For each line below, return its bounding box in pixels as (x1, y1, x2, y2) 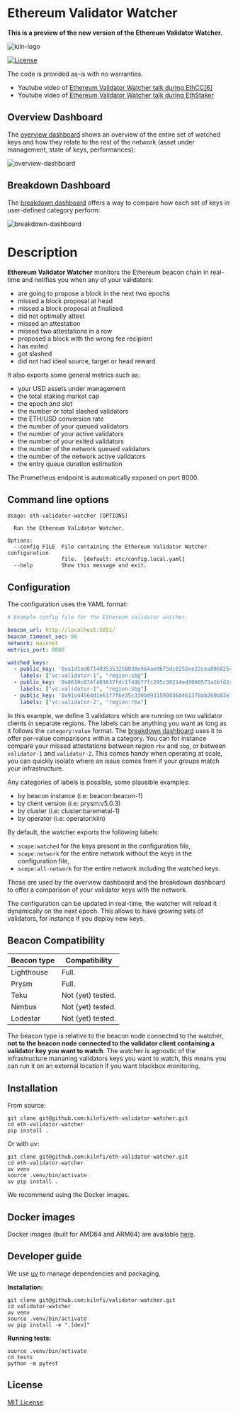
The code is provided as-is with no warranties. (7, 69, 143, 78)
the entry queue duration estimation (17, 459, 123, 468)
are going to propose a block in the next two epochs (17, 289, 171, 297)
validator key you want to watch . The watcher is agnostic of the (7, 1047, 196, 1055)
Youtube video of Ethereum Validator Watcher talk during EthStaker (17, 91, 215, 99)
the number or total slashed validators (17, 407, 129, 415)
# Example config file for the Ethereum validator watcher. (7, 614, 189, 621)
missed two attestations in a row (17, 327, 113, 335)
